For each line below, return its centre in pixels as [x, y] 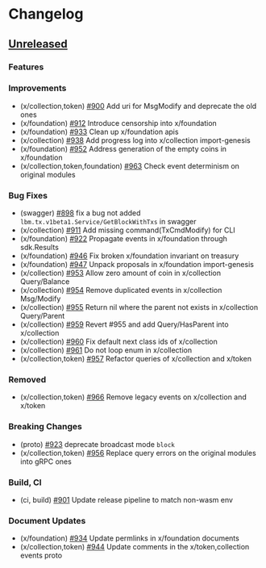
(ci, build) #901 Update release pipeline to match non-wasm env [127, 499]
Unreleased [38, 44]
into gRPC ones [46, 461]
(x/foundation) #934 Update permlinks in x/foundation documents [129, 538]
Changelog [46, 14]
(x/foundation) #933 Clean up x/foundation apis [99, 132]
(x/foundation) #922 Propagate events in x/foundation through [124, 239]
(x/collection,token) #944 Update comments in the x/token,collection [135, 547]
